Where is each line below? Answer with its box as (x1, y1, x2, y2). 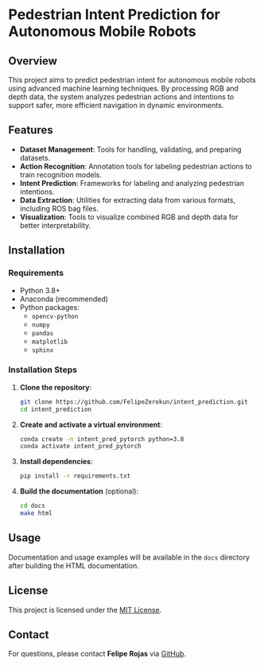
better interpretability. (19, 220, 91, 230)
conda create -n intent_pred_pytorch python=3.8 (19, 435, 184, 443)
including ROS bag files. (19, 203, 99, 213)
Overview (8, 54, 58, 68)
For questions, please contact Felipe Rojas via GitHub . (8, 649, 187, 659)
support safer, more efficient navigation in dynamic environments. (8, 101, 224, 110)
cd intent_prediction (19, 405, 91, 413)
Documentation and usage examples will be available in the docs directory (8, 552, 250, 562)
